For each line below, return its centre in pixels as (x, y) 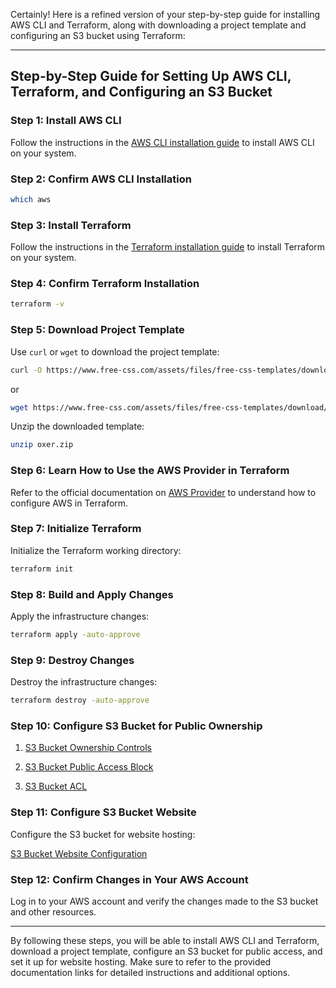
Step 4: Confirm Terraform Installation (105, 284)
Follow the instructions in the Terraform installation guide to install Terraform (168, 247)
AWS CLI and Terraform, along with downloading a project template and (158, 25)
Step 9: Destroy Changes (72, 660)
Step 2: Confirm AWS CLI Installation (101, 179)
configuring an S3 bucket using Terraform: (98, 35)
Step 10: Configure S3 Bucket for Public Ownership (136, 726)
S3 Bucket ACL (56, 786)
